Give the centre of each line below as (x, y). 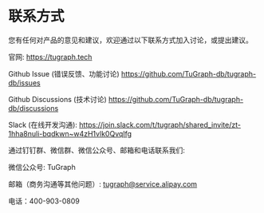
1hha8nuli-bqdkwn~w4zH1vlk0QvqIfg (70, 133)
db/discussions (33, 108)
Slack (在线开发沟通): (43, 124)
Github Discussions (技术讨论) (58, 99)
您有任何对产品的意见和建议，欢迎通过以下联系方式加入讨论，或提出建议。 (130, 40)
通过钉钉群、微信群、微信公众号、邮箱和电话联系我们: (97, 150)
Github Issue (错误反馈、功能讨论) (64, 73)
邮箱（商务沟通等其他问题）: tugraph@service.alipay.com (103, 183)
